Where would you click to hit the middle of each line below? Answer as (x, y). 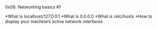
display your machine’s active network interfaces (54, 22)
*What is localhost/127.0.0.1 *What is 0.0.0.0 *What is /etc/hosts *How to (79, 16)
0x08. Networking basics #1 (33, 7)
